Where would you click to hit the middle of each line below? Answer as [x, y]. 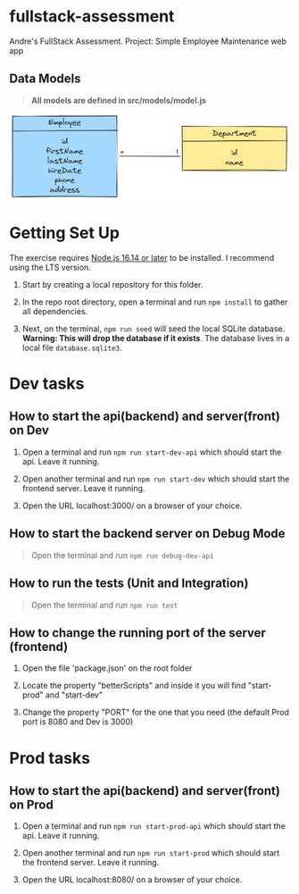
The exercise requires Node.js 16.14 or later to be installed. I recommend [142, 257]
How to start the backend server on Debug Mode [147, 534]
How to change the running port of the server [137, 633]
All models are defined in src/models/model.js [119, 100]
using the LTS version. [50, 267]
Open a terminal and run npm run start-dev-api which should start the [152, 452]
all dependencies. [55, 311]
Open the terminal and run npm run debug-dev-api [122, 555]
